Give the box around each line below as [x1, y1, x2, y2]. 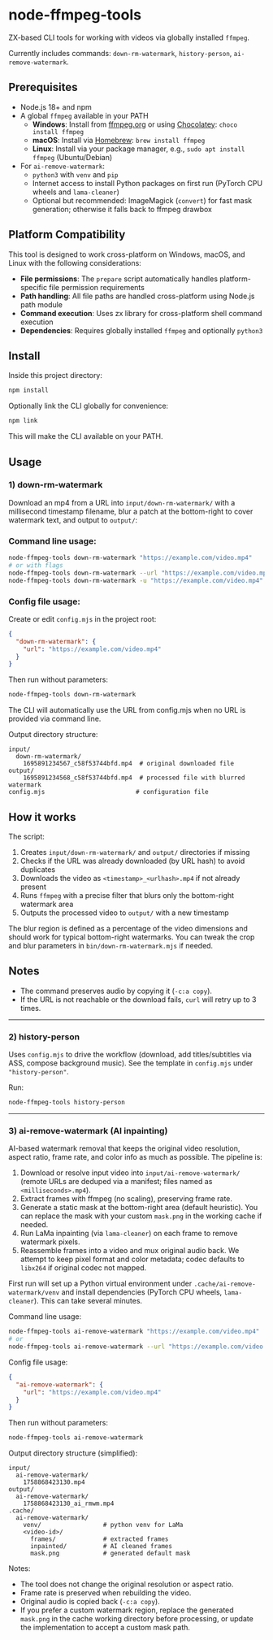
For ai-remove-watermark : [19, 161, 106, 171]
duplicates [19, 864, 55, 874]
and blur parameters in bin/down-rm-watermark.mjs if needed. [8, 940, 214, 950]
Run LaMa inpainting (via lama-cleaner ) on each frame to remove [19, 1229, 238, 1239]
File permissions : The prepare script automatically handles [19, 274, 218, 284]
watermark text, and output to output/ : [8, 514, 138, 525]
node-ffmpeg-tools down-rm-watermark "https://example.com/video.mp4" [8, 554, 253, 562]
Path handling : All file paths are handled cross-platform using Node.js [19, 291, 255, 301]
